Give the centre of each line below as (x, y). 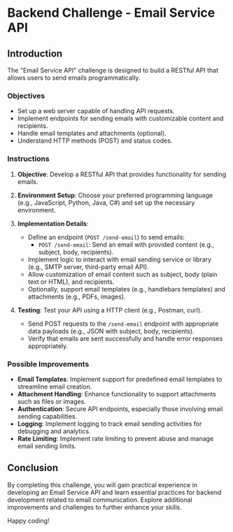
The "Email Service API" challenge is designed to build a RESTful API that (113, 70)
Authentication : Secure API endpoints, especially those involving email (120, 409)
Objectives (26, 96)
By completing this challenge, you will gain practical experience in (103, 484)
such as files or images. (51, 401)
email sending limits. (47, 446)
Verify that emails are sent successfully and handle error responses (125, 338)
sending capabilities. (47, 416)
